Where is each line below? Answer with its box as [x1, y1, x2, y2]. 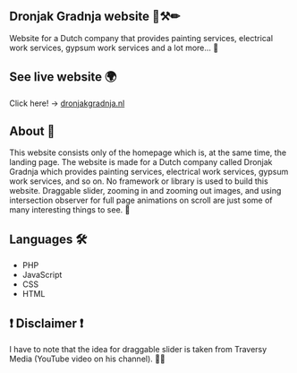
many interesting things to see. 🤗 [9, 204, 131, 215]
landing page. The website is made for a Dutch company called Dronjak [9, 157, 273, 168]
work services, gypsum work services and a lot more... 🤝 [9, 42, 219, 53]
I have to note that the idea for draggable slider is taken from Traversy [9, 344, 267, 355]
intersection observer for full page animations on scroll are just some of [9, 195, 273, 206]
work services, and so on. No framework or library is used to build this [9, 176, 268, 186]
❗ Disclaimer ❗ [9, 316, 84, 331]
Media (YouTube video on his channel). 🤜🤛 [9, 353, 165, 364]
